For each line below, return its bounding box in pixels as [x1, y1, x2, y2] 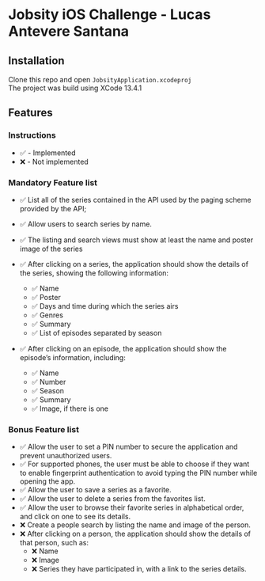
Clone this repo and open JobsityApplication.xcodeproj [8, 75, 192, 84]
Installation [8, 54, 65, 67]
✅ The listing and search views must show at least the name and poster [19, 235, 254, 245]
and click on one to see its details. [19, 512, 131, 522]
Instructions [8, 130, 57, 141]
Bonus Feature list [8, 423, 79, 435]
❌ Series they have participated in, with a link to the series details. [31, 564, 247, 574]
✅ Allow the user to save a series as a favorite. [19, 485, 172, 495]
